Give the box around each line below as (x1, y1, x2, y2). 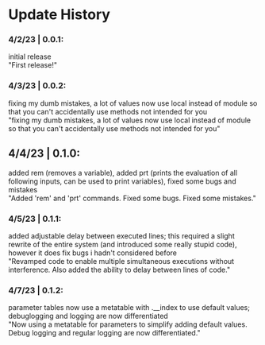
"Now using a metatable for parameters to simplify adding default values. (8, 320, 248, 329)
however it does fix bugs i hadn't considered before (8, 248, 177, 258)
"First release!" (8, 60, 58, 70)
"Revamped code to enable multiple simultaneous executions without (8, 256, 235, 266)
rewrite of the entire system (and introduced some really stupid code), (8, 239, 237, 249)
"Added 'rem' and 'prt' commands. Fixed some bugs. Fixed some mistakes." (8, 193, 256, 203)
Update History (8, 6, 111, 24)
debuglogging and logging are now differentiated (8, 312, 168, 321)
